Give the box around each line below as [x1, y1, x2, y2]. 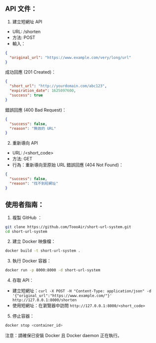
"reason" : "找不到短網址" [9, 181, 58, 186]
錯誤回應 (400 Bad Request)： [5, 107, 67, 113]
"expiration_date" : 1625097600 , [9, 88, 77, 93]
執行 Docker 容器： [12, 258, 51, 264]
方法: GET [12, 156, 33, 162]
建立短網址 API [12, 19, 43, 25]
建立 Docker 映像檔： [12, 238, 56, 244]
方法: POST [12, 34, 36, 40]
